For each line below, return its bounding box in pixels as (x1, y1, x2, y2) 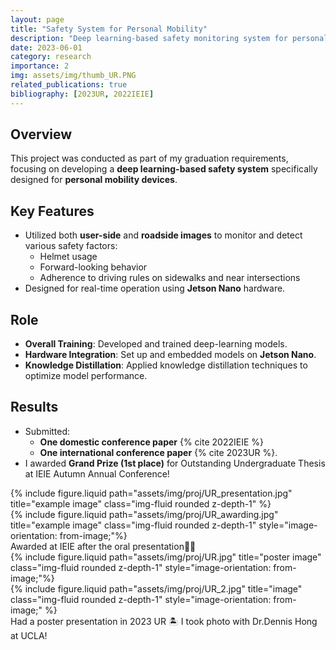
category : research (10, 52, 92, 62)
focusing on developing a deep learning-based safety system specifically (10, 163, 318, 175)
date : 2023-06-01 (10, 42, 83, 53)
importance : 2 (10, 61, 70, 71)
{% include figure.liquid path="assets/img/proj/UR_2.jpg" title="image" (10, 582, 303, 595)
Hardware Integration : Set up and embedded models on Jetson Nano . (24, 349, 317, 361)
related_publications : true (10, 80, 128, 90)
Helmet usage (39, 251, 98, 263)
